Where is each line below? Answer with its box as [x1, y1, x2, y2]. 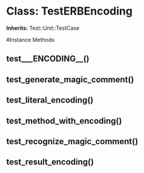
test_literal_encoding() [6, 95, 94, 106]
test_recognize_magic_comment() [6, 136, 139, 146]
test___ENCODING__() [6, 53, 90, 64]
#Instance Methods [6, 36, 55, 43]
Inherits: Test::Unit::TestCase [6, 24, 80, 32]
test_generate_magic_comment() [6, 74, 134, 84]
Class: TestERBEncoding [6, 4, 133, 18]
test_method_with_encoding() [6, 115, 122, 126]
